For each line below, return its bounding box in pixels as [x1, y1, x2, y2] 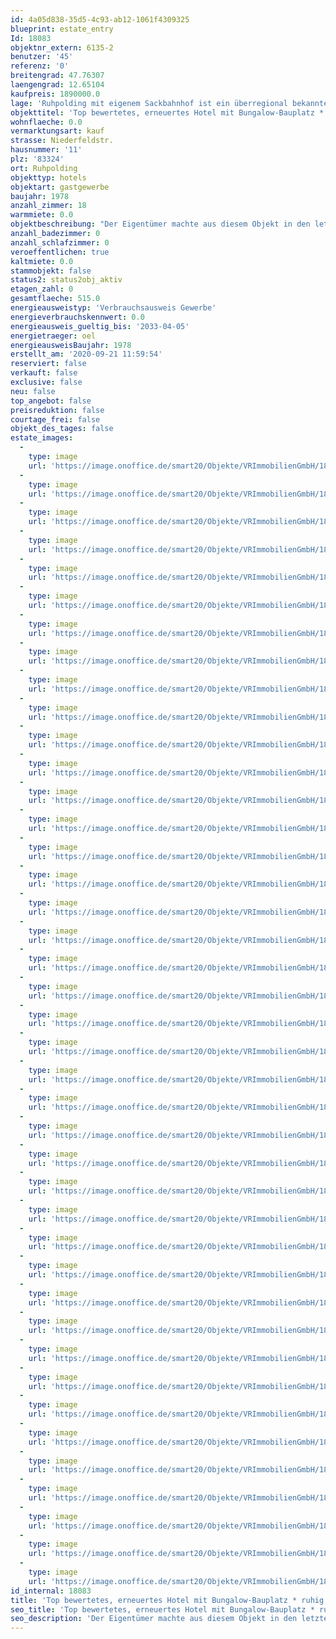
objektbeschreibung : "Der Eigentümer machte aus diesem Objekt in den [10, 219, 311, 230]
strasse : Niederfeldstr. [10, 136, 114, 146]
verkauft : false [10, 368, 78, 378]
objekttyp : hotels [10, 172, 87, 183]
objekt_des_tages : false [10, 424, 114, 434]
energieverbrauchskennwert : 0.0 [10, 312, 145, 322]
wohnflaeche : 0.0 [10, 117, 83, 127]
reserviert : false [10, 359, 87, 369]
